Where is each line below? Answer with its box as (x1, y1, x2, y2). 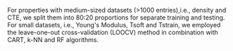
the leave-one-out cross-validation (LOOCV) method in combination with (7, 28, 218, 36)
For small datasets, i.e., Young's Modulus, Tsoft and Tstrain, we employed (7, 21, 221, 29)
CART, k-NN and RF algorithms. (7, 36, 99, 44)
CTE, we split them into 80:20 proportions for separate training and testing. (7, 13, 225, 22)
